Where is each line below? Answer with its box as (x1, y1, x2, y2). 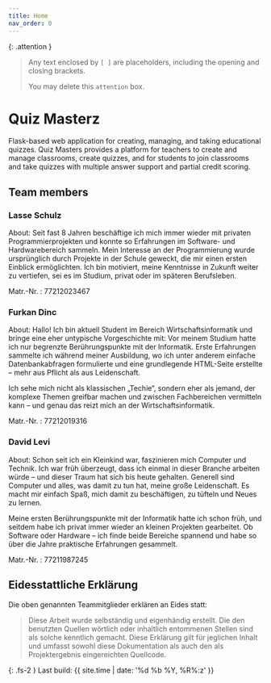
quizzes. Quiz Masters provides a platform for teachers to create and (8, 145, 238, 154)
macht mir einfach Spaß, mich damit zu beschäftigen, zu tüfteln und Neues (8, 489, 257, 499)
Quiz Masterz (8, 110, 101, 128)
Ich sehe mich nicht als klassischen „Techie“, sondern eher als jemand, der (8, 383, 256, 393)
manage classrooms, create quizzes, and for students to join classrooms (8, 153, 249, 163)
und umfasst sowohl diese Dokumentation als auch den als (27, 641, 224, 651)
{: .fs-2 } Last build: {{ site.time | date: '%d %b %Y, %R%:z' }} (8, 665, 215, 675)
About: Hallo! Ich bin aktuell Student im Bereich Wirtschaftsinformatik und (8, 325, 252, 335)
